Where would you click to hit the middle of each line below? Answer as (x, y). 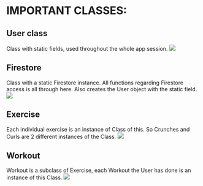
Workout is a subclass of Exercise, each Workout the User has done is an (99, 170)
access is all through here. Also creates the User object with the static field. (102, 89)
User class (27, 33)
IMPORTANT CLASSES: (67, 11)
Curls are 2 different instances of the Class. (61, 136)
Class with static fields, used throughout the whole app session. (87, 49)
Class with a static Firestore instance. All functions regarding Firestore (95, 83)
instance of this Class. (34, 177)
